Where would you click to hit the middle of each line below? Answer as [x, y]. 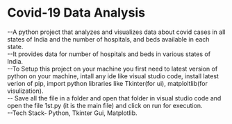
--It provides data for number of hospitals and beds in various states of [109, 54]
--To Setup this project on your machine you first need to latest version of [113, 69]
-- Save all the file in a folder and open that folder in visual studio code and [114, 98]
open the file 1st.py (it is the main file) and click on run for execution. [105, 105]
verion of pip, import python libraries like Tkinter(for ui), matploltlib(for [108, 83]
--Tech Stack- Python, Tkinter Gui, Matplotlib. [72, 113]
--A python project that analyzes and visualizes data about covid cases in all [116, 32]
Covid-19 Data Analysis [76, 13]
